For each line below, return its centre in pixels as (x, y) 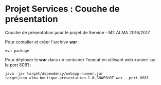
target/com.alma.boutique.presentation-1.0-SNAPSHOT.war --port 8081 (77, 78)
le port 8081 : (18, 65)
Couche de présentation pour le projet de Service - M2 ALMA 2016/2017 (78, 32)
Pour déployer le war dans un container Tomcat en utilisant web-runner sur (80, 59)
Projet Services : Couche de (63, 9)
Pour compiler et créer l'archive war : (42, 42)
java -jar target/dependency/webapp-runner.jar (54, 73)
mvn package (17, 51)
